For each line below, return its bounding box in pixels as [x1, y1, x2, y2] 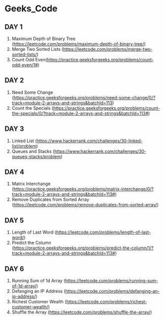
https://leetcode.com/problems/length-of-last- [56, 229, 151, 235]
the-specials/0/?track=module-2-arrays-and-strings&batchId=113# [11, 110, 149, 116]
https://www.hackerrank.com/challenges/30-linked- [36, 138, 143, 144]
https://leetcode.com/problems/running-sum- [65, 278, 159, 284]
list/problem [11, 143, 37, 149]
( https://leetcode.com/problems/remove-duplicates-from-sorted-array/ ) [11, 202, 159, 208]
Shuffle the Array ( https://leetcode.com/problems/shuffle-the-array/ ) [11, 309, 152, 315]
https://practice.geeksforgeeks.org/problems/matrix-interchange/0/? [13, 186, 154, 192]
